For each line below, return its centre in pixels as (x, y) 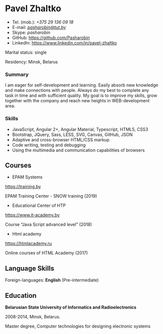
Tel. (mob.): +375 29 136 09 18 (43, 22)
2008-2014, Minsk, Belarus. (33, 316)
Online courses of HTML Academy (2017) (46, 253)
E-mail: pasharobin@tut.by (39, 27)
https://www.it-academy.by (32, 215)
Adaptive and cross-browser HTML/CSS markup (61, 139)
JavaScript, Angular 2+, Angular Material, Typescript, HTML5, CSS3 (80, 129)
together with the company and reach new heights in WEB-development (77, 101)
